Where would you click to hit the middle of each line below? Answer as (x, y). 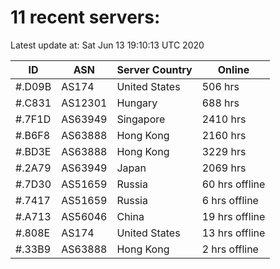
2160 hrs (224, 135)
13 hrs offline (233, 233)
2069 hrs (224, 168)
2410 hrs (224, 119)
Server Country (154, 69)
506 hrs (220, 86)
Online (233, 69)
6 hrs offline (230, 200)
